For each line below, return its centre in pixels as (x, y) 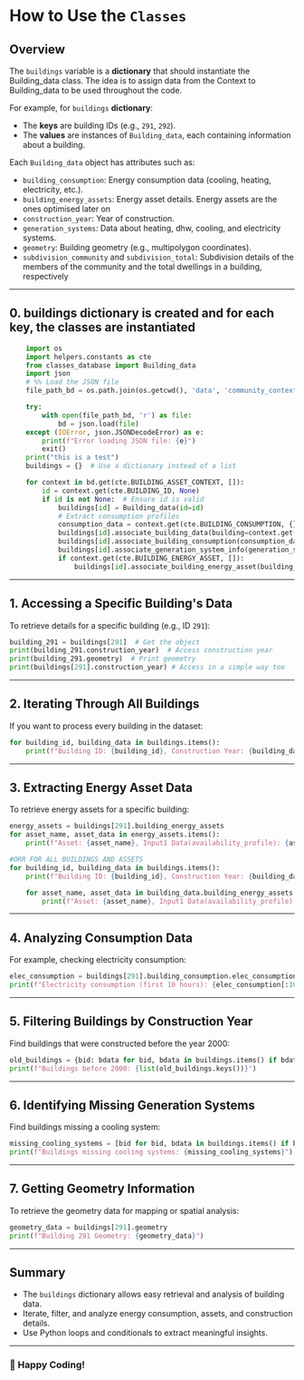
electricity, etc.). (53, 190)
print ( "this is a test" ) (72, 458)
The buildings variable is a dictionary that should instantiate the (130, 71)
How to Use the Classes (98, 16)
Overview (38, 49)
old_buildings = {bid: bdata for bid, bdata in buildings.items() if (143, 1060)
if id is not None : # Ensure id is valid (123, 499)
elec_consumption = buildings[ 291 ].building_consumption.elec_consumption (153, 976)
